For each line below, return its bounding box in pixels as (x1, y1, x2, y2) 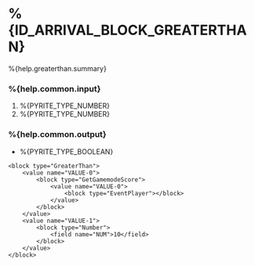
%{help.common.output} (8, 129, 107, 140)
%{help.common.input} (8, 83, 101, 94)
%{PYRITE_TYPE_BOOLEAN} (19, 146, 114, 156)
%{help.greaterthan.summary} (8, 63, 107, 73)
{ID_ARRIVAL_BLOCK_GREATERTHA (8, 21, 247, 39)
